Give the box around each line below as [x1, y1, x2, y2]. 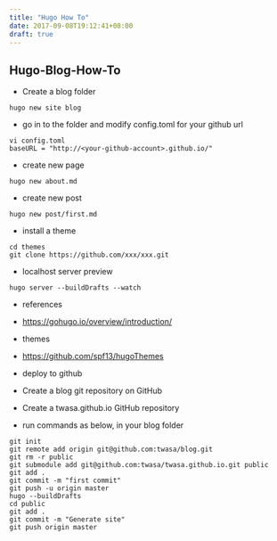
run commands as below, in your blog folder [21, 420, 184, 430]
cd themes [9, 242, 46, 252]
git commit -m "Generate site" [9, 515, 126, 524]
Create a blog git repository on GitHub [21, 385, 163, 397]
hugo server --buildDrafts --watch [9, 283, 142, 292]
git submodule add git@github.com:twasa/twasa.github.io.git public [9, 461, 269, 470]
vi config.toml [9, 136, 66, 145]
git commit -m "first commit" [9, 476, 122, 486]
